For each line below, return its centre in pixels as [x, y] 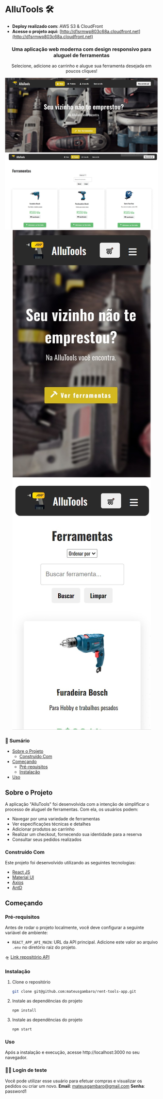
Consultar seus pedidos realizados [47, 839]
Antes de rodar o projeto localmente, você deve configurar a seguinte [74, 927]
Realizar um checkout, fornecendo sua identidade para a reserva [77, 834]
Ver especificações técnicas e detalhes [51, 824]
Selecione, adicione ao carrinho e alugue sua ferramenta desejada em [81, 66]
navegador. [16, 1058]
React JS [21, 872]
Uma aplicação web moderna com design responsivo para [81, 49]
